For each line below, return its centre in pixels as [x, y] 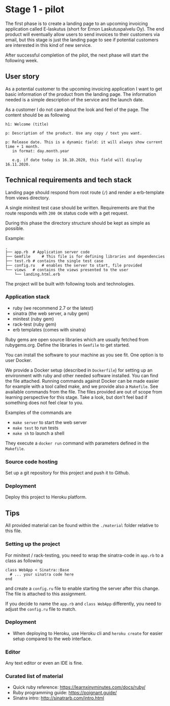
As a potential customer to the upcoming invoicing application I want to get [84, 89]
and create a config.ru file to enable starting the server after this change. [82, 588]
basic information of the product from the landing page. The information [81, 94]
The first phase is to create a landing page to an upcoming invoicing [77, 23]
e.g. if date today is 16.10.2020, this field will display [77, 160]
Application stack [27, 297]
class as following [24, 560]
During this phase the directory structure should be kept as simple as [78, 223]
